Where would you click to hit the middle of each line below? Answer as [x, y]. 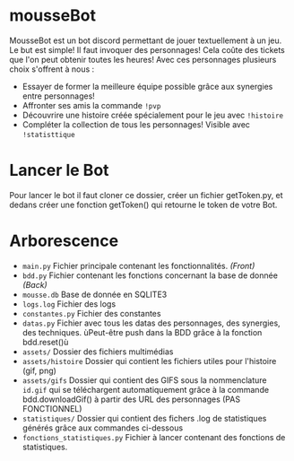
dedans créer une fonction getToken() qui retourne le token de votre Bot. [143, 204]
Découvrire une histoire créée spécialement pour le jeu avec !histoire [153, 115]
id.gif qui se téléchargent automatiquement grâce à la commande [146, 389]
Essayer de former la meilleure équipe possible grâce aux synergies [147, 86]
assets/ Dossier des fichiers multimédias [98, 352]
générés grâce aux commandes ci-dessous [103, 428]
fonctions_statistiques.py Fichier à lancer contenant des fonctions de [154, 437]
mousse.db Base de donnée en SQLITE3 [95, 294]
